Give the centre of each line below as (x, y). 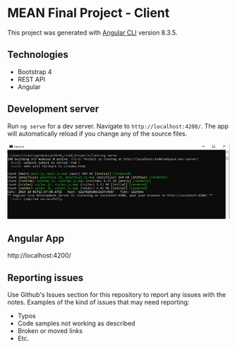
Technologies (38, 55)
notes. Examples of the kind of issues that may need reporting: (98, 302)
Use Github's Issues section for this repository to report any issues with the (117, 295)
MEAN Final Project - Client (89, 13)
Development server (53, 109)
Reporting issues (45, 278)
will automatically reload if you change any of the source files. (97, 133)
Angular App (36, 239)
